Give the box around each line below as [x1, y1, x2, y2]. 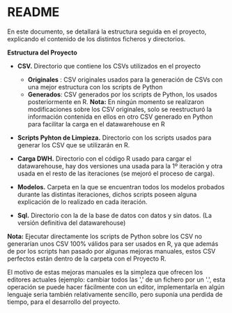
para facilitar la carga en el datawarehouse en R [27, 119, 165, 128]
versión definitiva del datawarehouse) [17, 218, 126, 227]
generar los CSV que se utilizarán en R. [17, 140, 130, 149]
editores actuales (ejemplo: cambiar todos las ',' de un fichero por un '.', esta [7, 275, 226, 284]
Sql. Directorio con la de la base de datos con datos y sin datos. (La [17, 211, 212, 219]
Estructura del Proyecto [7, 48, 78, 57]
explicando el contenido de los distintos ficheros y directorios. [7, 34, 186, 43]
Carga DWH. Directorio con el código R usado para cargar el [17, 154, 192, 163]
